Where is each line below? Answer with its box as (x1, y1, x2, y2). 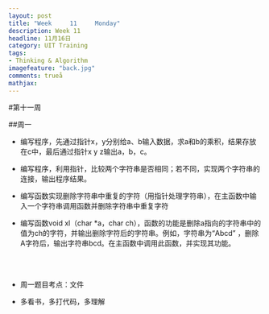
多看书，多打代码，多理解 (19, 296, 106, 306)
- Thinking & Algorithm (8, 57, 89, 65)
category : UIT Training (8, 42, 89, 50)
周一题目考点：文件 (19, 279, 85, 289)
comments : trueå (8, 72, 63, 80)
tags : (8, 49, 27, 57)
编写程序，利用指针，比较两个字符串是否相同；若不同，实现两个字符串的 (19, 163, 260, 173)
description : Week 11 (8, 27, 81, 35)
